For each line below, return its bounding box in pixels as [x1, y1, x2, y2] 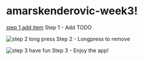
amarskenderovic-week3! [6, 4, 138, 18]
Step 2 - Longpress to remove [56, 35, 130, 42]
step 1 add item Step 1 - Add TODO [6, 24, 92, 31]
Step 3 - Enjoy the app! [51, 46, 109, 54]
